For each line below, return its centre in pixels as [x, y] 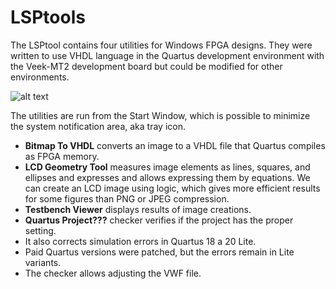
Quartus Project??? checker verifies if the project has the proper [159, 220]
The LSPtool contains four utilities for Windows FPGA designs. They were [161, 45]
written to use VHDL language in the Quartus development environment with [167, 55]
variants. [43, 262]
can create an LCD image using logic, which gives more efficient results [172, 188]
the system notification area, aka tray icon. [98, 126]
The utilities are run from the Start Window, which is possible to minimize [160, 115]
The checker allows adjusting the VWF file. [113, 273]
